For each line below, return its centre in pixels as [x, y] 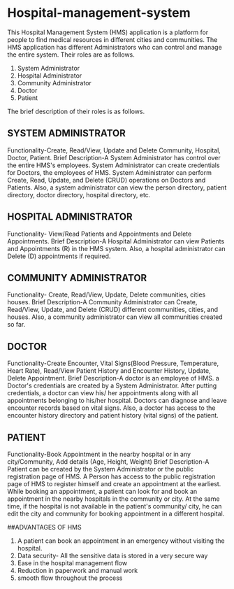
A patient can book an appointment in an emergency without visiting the [121, 541]
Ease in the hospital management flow [72, 563]
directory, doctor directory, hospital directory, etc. [79, 194]
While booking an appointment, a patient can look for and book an [102, 491]
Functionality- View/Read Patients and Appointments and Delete [100, 234]
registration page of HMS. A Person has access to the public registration [111, 476]
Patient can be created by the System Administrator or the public [101, 469]
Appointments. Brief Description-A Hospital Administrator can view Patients [116, 241]
